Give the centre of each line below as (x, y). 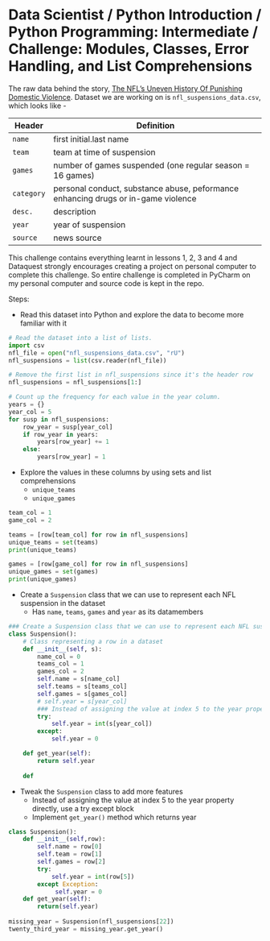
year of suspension (90, 225)
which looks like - (37, 106)
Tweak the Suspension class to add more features (101, 791)
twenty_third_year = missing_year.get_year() (86, 929)
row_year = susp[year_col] (68, 427)
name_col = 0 (59, 657)
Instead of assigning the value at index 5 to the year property (133, 800)
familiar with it (43, 323)
